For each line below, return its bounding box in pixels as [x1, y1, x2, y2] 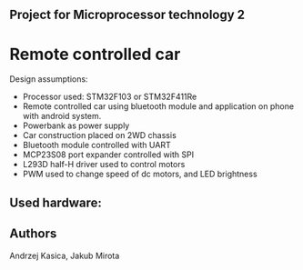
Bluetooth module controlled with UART [22, 140, 171, 151]
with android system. [22, 111, 102, 122]
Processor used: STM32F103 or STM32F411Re [22, 91, 197, 103]
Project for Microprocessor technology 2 [9, 7, 246, 23]
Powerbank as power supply [22, 120, 130, 131]
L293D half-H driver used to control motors [22, 159, 186, 170]
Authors [9, 226, 57, 242]
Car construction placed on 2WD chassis [22, 130, 177, 141]
